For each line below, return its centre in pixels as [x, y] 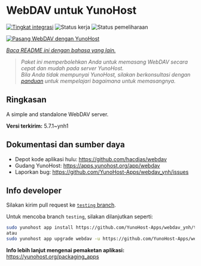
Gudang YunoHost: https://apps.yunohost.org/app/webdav [87, 165]
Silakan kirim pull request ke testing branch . [61, 205]
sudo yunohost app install [40, 228]
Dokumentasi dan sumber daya [66, 145]
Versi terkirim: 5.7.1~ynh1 [37, 126]
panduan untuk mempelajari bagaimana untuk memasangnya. [98, 81]
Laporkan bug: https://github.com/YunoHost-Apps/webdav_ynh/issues [102, 172]
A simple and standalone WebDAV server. [57, 114]
